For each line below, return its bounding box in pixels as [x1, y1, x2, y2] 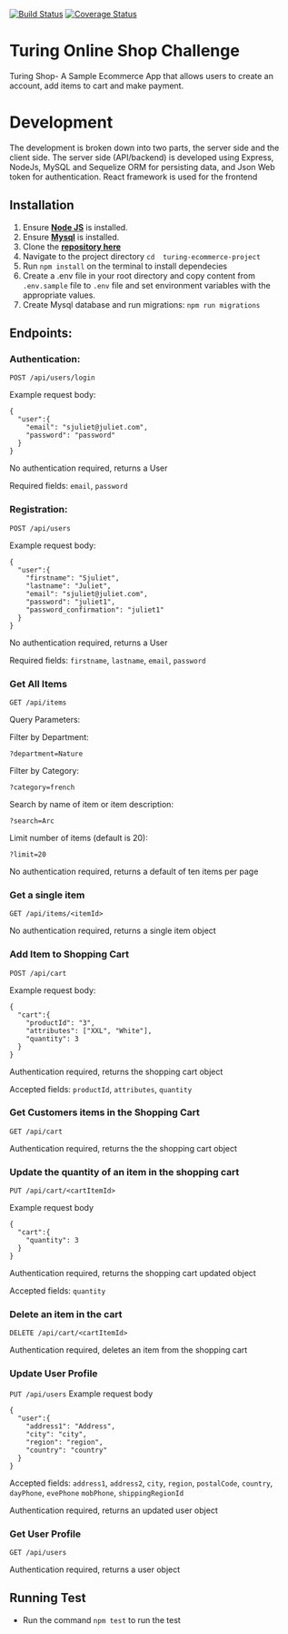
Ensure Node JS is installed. [22, 221, 129, 232]
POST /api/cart [9, 969, 67, 978]
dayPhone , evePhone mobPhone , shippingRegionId [9, 1487, 184, 1497]
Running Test [9, 1590, 86, 1606]
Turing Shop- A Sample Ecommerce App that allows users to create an [9, 70, 274, 81]
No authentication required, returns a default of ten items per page [9, 866, 259, 877]
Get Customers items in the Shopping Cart [9, 1106, 200, 1119]
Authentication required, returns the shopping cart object [9, 1066, 223, 1077]
